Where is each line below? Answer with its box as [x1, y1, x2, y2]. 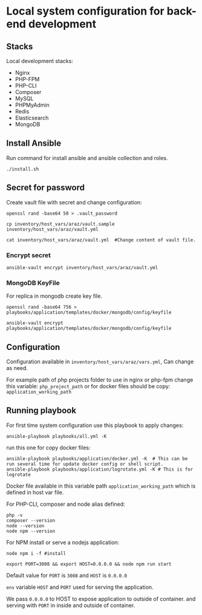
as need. [6, 365, 28, 372]
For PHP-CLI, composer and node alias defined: [6, 500, 125, 508]
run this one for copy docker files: [6, 444, 91, 451]
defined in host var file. [6, 488, 64, 496]
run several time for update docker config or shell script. [6, 461, 164, 467]
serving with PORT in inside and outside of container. [6, 602, 135, 609]
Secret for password [6, 183, 85, 193]
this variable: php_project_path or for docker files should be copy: [6, 383, 171, 390]
